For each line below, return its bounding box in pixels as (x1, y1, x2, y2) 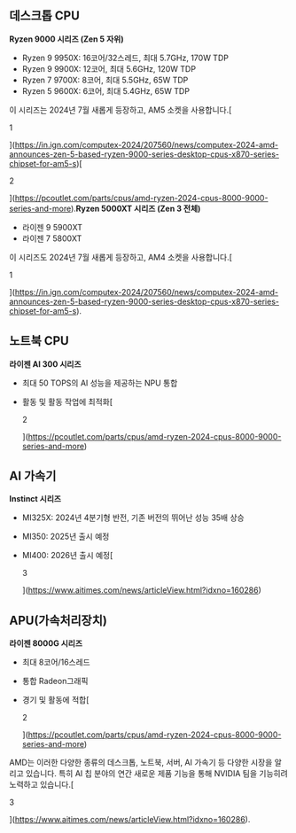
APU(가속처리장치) (9, 612, 108, 627)
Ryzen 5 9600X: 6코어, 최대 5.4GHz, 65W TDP (21, 85, 191, 96)
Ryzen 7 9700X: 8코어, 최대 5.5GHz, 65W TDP (21, 74, 189, 85)
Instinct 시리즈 (9, 494, 62, 504)
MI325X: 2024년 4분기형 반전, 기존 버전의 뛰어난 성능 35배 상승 (21, 512, 245, 523)
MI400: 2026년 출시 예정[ (21, 550, 113, 561)
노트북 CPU (9, 333, 69, 348)
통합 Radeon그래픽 (21, 676, 89, 687)
